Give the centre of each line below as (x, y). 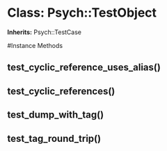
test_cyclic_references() (61, 91)
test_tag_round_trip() (54, 138)
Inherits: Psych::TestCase (45, 32)
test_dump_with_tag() (56, 115)
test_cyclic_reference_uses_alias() (84, 67)
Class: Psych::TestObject (82, 13)
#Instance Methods (35, 45)
